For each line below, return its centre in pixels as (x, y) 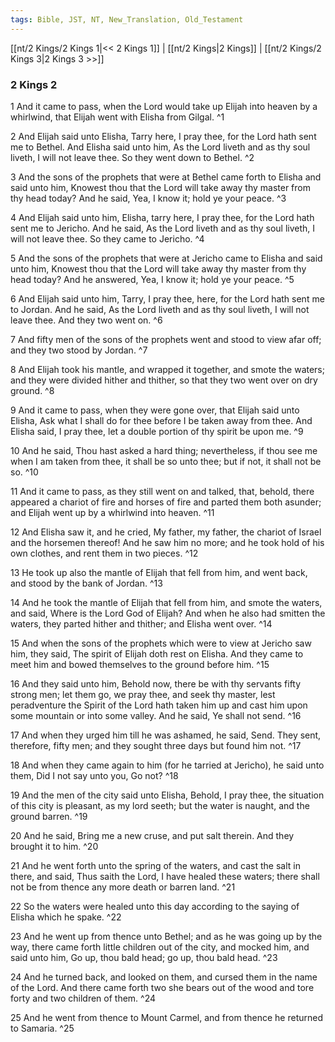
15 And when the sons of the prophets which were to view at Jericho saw (161, 643)
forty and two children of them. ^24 (83, 998)
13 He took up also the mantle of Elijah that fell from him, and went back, (159, 572)
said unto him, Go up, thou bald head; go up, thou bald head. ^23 (144, 957)
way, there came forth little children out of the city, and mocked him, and (160, 947)
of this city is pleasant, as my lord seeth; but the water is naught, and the (160, 805)
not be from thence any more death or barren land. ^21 (123, 887)
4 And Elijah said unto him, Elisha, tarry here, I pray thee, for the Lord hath (162, 217)
